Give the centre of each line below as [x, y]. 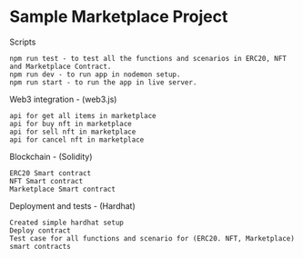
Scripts [23, 42]
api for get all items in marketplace [83, 115]
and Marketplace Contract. [61, 66]
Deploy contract [40, 230]
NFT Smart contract [46, 181]
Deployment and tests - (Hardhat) [73, 205]
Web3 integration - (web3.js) [63, 99]
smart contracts [40, 246]
